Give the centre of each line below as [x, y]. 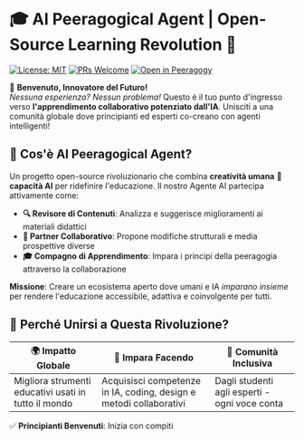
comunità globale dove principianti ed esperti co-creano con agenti [135, 116]
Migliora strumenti [52, 380]
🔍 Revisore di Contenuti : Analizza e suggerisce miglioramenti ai [143, 213]
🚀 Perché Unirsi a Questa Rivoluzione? [119, 325]
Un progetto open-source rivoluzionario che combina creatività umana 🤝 [146, 176]
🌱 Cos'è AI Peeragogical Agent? [101, 154]
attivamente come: [44, 195]
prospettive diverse [58, 245]
